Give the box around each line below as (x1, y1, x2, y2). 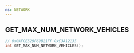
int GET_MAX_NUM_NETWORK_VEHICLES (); (5, 43, 84, 49)
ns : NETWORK (5, 7, 30, 12)
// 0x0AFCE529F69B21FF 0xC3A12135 (5, 39, 77, 44)
